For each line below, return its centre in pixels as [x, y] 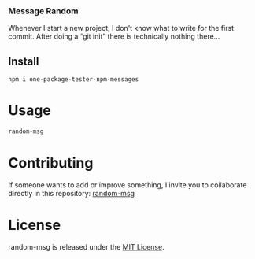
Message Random [43, 11]
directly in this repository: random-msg [72, 193]
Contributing [51, 163]
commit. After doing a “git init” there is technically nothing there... [114, 36]
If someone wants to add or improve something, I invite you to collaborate [128, 185]
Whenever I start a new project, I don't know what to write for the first [121, 28]
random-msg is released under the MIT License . [86, 246]
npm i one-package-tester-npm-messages [74, 80]
